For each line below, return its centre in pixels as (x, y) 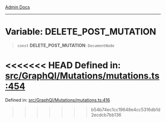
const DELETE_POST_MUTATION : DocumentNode (66, 45)
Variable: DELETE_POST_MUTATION (81, 32)
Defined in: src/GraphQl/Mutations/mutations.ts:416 (58, 100)
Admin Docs (18, 7)
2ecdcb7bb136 (106, 115)
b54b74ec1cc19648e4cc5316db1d (126, 109)
